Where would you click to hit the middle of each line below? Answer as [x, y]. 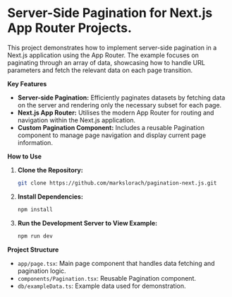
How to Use [25, 156]
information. [35, 142]
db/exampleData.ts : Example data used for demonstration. [102, 286]
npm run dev [35, 236]
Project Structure [33, 250]
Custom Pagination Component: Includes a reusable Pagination [111, 127]
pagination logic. [42, 271]
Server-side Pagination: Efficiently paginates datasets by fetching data [121, 98]
